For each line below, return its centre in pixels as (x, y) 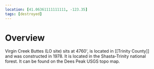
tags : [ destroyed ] (23, 14)
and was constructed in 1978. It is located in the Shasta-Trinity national (76, 56)
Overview (25, 38)
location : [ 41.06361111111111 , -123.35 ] (46, 9)
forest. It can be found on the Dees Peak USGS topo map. (62, 61)
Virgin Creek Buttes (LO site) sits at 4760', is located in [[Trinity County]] (77, 51)
